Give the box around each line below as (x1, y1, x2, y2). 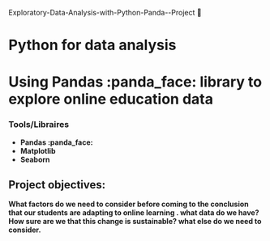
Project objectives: (8, 178, 106, 192)
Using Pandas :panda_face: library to (8, 73, 262, 91)
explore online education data (8, 90, 213, 108)
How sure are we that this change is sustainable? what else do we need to (8, 217, 262, 226)
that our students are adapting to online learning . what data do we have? (8, 208, 259, 218)
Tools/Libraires (8, 119, 70, 130)
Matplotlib (19, 146, 56, 155)
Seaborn (19, 154, 50, 164)
